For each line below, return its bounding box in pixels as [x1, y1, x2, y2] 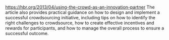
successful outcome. [5, 31, 49, 36]
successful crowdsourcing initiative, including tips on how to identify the [5, 15, 155, 20]
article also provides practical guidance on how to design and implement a [5, 9, 160, 15]
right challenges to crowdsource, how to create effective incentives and [5, 20, 155, 26]
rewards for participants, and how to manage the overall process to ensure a [5, 25, 164, 31]
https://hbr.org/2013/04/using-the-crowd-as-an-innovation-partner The [5, 4, 155, 10]
